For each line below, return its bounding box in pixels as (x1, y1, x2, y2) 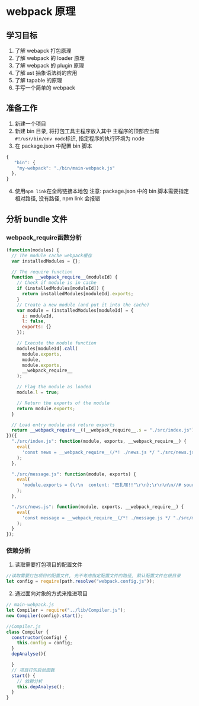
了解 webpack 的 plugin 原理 (14, 62, 85, 69)
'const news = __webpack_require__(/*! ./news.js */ (21, 449, 155, 455)
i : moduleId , (21, 313, 54, 319)
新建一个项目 (14, 120, 46, 127)
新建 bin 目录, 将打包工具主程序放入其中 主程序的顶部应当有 (14, 127, 160, 135)
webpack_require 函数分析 (6, 233, 82, 241)
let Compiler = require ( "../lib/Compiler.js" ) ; (6, 608, 126, 614)
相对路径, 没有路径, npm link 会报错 (14, 195, 101, 202)
